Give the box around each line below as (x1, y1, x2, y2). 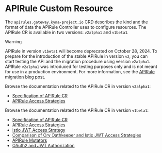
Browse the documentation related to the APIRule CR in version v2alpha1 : (5, 83, 151, 89)
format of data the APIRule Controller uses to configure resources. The (5, 24, 146, 30)
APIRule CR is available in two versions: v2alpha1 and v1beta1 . (5, 29, 129, 35)
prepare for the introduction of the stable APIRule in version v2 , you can (5, 53, 148, 59)
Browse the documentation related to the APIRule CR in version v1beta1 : (5, 107, 149, 113)
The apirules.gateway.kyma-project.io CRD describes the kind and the (5, 19, 148, 25)
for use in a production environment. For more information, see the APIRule (5, 68, 155, 74)
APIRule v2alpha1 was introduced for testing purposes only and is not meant (5, 64, 158, 69)
